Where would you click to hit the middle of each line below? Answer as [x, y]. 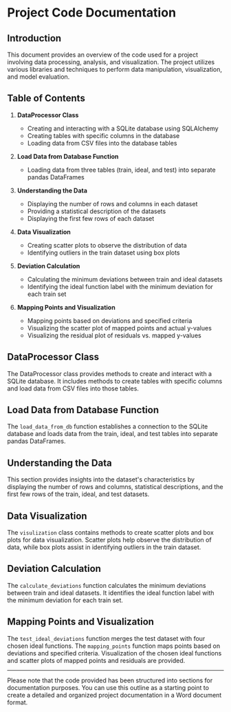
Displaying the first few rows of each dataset [91, 218]
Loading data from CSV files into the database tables [102, 143]
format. [18, 702]
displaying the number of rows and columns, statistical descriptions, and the [115, 487]
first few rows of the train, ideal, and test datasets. [78, 494]
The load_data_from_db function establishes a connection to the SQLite [108, 426]
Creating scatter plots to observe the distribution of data [107, 245]
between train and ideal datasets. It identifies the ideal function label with [111, 593]
